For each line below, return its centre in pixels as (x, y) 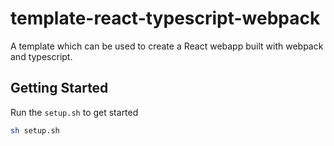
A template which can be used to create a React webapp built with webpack (167, 46)
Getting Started (59, 88)
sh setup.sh (35, 130)
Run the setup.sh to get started (74, 112)
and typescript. (41, 56)
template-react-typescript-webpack (165, 18)
